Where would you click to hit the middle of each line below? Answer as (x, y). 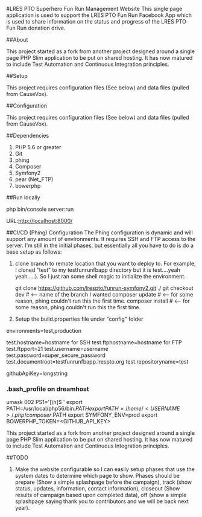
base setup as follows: (34, 252)
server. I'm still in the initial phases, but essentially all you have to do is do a (100, 245)
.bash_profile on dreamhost (48, 389)
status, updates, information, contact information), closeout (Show (97, 489)
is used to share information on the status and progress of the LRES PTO (96, 21)
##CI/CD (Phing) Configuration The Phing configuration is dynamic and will (99, 233)
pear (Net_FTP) (34, 179)
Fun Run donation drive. (36, 28)
